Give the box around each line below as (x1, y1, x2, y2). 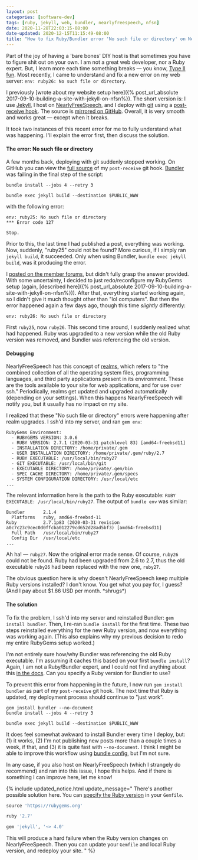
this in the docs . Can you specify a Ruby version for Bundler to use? (6, 669, 171, 676)
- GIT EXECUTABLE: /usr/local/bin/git (11, 461, 107, 467)
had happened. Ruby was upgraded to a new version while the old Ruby (6, 330, 181, 337)
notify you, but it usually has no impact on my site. (6, 400, 128, 408)
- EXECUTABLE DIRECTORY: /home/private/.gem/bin (11, 466, 133, 472)
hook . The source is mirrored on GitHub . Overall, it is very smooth (25, 107, 185, 115)
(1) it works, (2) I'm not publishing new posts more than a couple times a (6, 737, 181, 744)
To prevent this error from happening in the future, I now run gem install (6, 680, 183, 688)
